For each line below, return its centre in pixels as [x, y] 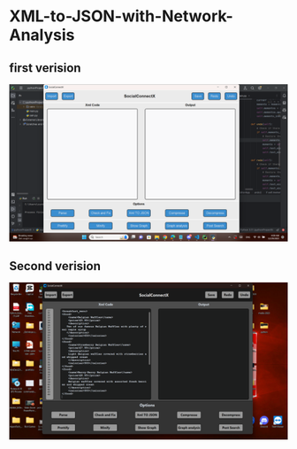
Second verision [55, 266]
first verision [45, 68]
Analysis [42, 35]
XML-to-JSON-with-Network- [122, 16]
